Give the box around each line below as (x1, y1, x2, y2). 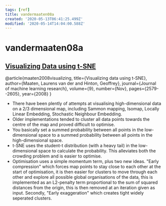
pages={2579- (128, 86, 159, 92)
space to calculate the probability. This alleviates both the (38, 148, 156, 154)
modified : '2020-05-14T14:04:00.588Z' (5, 21, 85, 26)
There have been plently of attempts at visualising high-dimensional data (12, 101, 162, 106)
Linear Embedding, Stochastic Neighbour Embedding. (12, 111, 122, 117)
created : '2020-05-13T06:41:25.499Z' (5, 16, 83, 21)
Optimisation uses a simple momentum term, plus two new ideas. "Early (12, 158, 159, 164)
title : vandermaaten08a (5, 12, 55, 17)
